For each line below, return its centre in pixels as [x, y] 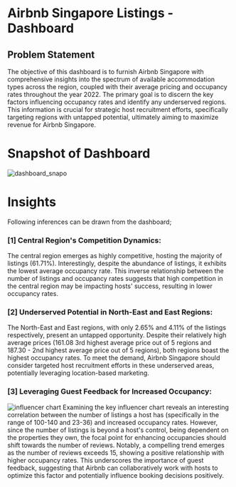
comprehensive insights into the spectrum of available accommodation [111, 79]
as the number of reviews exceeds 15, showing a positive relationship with [116, 452]
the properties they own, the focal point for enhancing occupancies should [117, 437]
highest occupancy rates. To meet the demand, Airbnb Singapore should [114, 358]
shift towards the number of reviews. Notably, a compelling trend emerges [116, 445]
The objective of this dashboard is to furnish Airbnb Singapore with [106, 72]
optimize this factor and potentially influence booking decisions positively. [116, 475]
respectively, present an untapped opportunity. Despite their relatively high [117, 335]
